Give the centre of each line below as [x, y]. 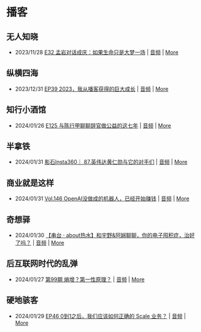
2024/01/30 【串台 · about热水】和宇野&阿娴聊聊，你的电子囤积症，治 [102, 235]
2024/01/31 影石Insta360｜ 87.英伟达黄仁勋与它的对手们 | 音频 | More [101, 162]
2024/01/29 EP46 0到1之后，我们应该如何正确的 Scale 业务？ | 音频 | [100, 316]
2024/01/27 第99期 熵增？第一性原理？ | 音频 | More [80, 279]
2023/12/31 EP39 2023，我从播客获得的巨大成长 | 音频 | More [92, 89]
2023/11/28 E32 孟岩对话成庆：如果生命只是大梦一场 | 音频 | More [97, 52]
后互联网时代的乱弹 [42, 264]
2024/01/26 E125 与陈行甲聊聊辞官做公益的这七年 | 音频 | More [93, 125]
